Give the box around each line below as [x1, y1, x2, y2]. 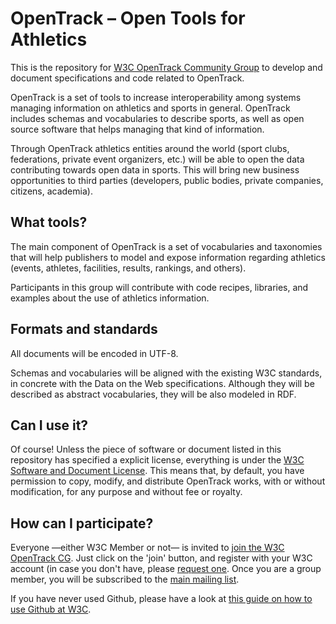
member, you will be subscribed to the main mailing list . [10, 573, 240, 586]
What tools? [10, 214, 88, 231]
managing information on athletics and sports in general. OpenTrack [10, 102, 291, 114]
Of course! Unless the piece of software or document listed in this [10, 443, 282, 456]
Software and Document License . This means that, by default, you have [10, 465, 305, 477]
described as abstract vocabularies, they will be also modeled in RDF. [10, 388, 297, 400]
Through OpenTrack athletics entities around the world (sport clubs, [10, 142, 290, 154]
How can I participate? [10, 515, 154, 532]
